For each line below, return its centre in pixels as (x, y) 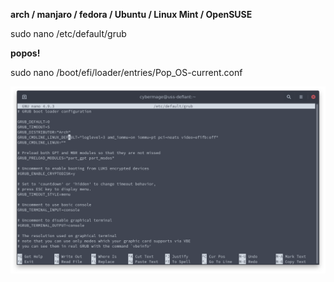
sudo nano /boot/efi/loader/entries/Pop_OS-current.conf (126, 72)
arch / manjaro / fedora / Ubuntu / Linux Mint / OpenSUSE (131, 14)
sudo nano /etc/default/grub (68, 33)
